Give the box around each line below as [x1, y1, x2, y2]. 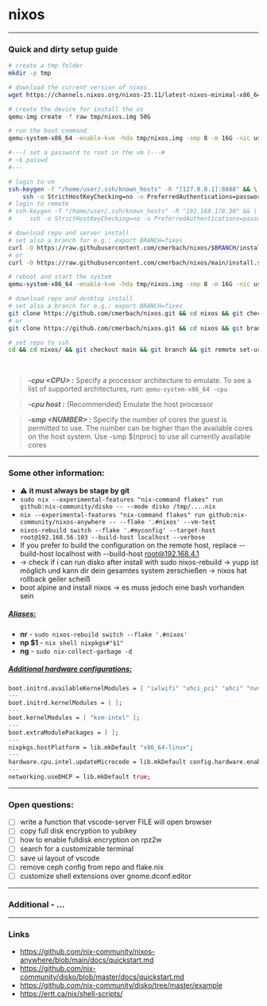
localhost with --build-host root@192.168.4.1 [55, 548, 200, 558]
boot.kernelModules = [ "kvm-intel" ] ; [8, 714, 141, 722]
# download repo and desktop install [8, 295, 133, 303]
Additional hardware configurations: [8, 664, 133, 674]
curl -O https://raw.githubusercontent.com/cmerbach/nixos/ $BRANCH [8, 244, 237, 252]
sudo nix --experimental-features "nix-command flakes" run [19, 495, 223, 504]
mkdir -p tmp [8, 69, 52, 77]
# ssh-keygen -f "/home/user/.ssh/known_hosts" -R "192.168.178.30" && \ [8, 207, 258, 215]
